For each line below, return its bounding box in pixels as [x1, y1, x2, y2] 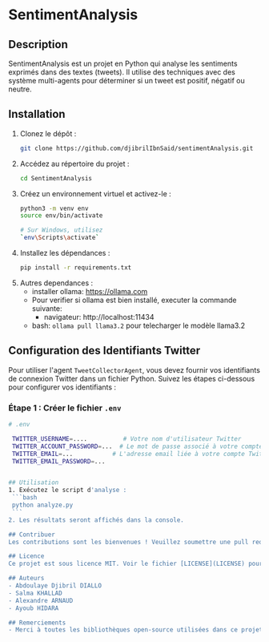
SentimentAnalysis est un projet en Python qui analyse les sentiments [8, 59, 238, 68]
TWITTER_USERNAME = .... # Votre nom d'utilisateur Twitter [11, 434, 242, 442]
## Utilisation [8, 478, 59, 487]
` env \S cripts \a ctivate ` [19, 234, 100, 242]
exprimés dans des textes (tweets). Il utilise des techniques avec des [8, 67, 236, 77]
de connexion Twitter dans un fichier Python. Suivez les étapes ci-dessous [8, 373, 255, 383]
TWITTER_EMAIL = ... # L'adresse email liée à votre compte [11, 450, 246, 458]
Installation [8, 107, 66, 121]
